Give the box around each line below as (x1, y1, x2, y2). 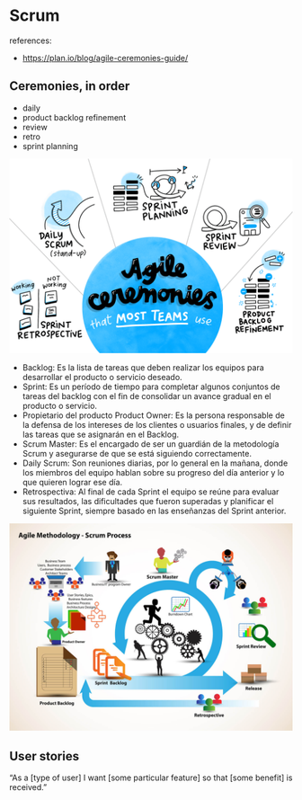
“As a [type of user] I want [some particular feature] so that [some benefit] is (9, 772, 293, 783)
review (22, 121, 48, 132)
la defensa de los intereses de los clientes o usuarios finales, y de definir (22, 420, 292, 431)
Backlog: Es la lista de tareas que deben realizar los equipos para (22, 362, 265, 373)
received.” (9, 782, 48, 793)
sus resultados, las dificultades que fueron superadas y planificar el (22, 496, 274, 507)
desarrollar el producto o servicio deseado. (22, 372, 182, 383)
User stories (9, 748, 79, 764)
